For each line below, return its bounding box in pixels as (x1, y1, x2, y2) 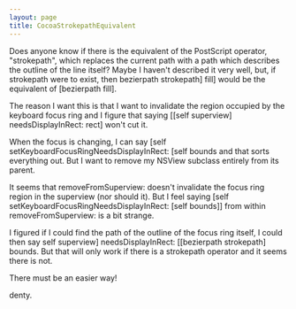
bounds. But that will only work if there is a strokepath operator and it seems (9, 245, 287, 257)
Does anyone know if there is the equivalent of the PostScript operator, (9, 45, 268, 56)
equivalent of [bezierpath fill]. (9, 83, 118, 94)
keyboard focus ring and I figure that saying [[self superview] (9, 110, 232, 120)
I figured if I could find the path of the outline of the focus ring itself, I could (9, 227, 283, 237)
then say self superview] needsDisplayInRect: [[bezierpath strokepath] (9, 236, 267, 247)
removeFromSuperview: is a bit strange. (9, 210, 155, 220)
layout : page (9, 12, 57, 22)
